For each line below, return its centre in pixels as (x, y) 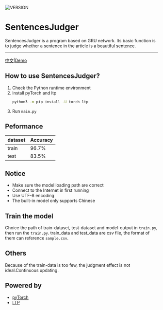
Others (16, 253)
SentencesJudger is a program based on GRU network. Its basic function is (81, 40)
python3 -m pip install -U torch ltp (50, 102)
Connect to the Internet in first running (50, 190)
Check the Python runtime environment (51, 88)
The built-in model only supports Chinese (54, 201)
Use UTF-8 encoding (33, 196)
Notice (15, 173)
